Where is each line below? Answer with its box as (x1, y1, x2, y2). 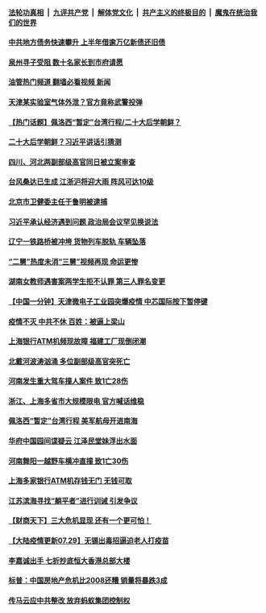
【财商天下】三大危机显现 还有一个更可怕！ (8, 516, 152, 525)
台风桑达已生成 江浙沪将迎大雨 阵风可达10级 (8, 177, 155, 187)
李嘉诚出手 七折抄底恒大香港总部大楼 (8, 556, 131, 565)
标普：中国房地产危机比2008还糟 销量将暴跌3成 (8, 576, 168, 586)
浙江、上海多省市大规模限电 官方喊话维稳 (8, 396, 145, 406)
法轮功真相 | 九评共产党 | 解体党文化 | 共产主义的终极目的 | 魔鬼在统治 (8, 7, 251, 17)
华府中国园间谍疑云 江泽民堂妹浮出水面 (8, 436, 138, 446)
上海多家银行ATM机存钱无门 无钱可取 (8, 476, 132, 486)
